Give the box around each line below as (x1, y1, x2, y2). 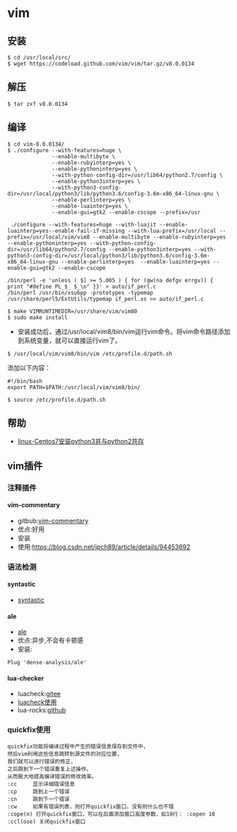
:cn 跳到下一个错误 (7, 795, 70, 802)
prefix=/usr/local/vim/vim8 (7, 233, 91, 241)
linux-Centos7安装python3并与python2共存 (17, 437, 144, 446)
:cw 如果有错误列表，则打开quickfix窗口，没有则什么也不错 (7, 803, 175, 810)
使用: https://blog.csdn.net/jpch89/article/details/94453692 (17, 543, 191, 551)
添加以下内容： (7, 363, 51, 372)
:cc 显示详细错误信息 (7, 780, 76, 787)
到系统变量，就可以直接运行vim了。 (17, 336, 122, 345)
